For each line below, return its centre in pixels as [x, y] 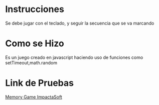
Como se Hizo [35, 43]
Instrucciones [35, 9]
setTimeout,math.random [31, 63]
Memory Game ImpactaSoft [34, 97]
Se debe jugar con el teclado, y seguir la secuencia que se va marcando [80, 23]
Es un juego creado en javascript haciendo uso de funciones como [74, 57]
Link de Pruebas [40, 83]
